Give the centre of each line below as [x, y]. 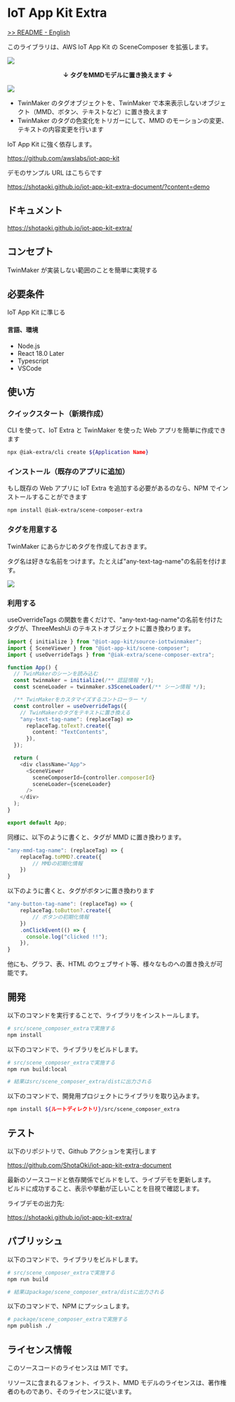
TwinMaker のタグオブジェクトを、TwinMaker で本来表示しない [109, 102]
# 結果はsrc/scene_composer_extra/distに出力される [80, 1082]
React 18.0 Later [41, 353]
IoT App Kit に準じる [36, 312]
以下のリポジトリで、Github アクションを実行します [82, 1151]
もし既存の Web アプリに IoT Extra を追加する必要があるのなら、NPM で [112, 488]
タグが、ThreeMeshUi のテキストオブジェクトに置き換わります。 [101, 628]
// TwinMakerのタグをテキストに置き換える [75, 713]
